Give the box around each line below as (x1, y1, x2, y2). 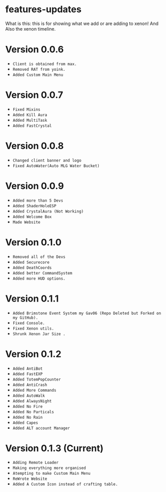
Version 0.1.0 (5, 236, 62, 248)
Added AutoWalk (12, 393, 45, 398)
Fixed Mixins (12, 107, 41, 112)
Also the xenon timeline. (5, 25, 56, 32)
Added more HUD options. (12, 276, 66, 281)
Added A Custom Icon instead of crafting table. (12, 482, 118, 487)
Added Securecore (12, 260, 50, 265)
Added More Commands (12, 388, 57, 393)
